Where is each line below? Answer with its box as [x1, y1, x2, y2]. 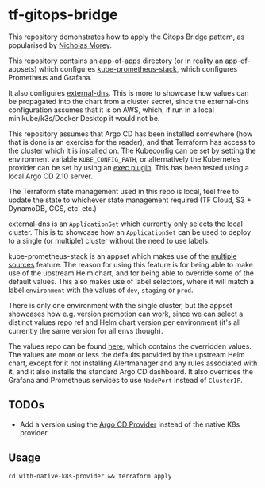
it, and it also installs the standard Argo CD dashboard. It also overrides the [8, 366, 254, 376]
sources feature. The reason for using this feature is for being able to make [8, 260, 254, 269]
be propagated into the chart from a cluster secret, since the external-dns [8, 96, 250, 106]
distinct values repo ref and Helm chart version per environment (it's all [8, 317, 241, 327]
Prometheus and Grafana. [8, 72, 93, 82]
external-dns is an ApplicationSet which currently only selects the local [8, 219, 244, 228]
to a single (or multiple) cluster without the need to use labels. [8, 236, 210, 245]
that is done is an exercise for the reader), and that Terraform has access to [8, 137, 255, 146]
